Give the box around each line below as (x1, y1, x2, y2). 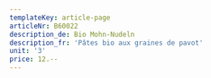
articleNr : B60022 (9, 22, 78, 30)
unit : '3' (9, 47, 47, 56)
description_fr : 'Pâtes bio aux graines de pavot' (9, 38, 204, 48)
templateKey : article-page (9, 13, 111, 22)
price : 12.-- (9, 55, 59, 64)
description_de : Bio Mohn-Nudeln (9, 30, 135, 39)
